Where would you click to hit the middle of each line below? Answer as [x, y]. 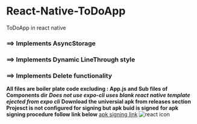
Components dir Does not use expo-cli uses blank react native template [98, 95]
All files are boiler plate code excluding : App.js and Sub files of [87, 89]
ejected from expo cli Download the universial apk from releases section [99, 102]
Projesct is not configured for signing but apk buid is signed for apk [92, 108]
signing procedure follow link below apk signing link [72, 114]
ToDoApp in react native [36, 28]
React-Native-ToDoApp [66, 11]
